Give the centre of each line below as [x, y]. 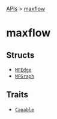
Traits [17, 95]
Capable [24, 110]
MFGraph [24, 76]
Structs [20, 55]
